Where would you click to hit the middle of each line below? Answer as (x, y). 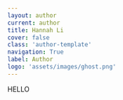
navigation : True (36, 52)
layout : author (32, 15)
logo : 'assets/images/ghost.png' (62, 67)
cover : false (29, 37)
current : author (34, 23)
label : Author (31, 60)
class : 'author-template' (49, 45)
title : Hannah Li (36, 30)
